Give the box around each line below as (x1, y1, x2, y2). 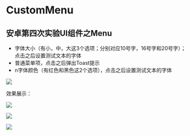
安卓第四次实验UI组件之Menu (6, 28, 112, 38)
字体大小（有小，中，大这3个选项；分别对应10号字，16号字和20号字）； (14, 45, 186, 51)
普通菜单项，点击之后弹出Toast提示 (14, 60, 101, 66)
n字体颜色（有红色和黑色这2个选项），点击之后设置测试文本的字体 (14, 67, 172, 74)
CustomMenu (6, 4, 74, 17)
